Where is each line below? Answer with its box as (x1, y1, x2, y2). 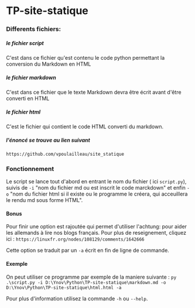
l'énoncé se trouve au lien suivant (6, 136, 91, 143)
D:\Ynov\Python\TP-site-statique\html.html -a (6, 285, 122, 290)
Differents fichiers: (6, 25, 61, 33)
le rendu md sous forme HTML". (6, 197, 83, 204)
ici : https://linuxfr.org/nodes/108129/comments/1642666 (6, 235, 145, 242)
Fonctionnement (6, 165, 54, 173)
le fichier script (6, 39, 44, 46)
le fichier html (6, 108, 41, 115)
